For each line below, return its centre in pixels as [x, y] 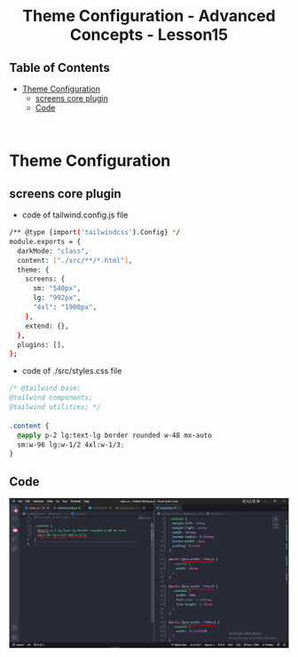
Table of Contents [60, 67]
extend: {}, [47, 326]
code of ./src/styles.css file [72, 371]
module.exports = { [45, 241]
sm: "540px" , [57, 289]
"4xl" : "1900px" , [65, 307]
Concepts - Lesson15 [149, 35]
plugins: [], [41, 344]
